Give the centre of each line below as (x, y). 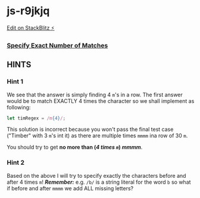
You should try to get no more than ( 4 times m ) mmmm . (75, 147)
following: (19, 107)
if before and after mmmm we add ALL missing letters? (70, 188)
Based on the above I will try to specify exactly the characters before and (96, 175)
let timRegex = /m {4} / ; (36, 118)
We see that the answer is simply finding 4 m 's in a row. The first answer (95, 95)
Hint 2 (16, 163)
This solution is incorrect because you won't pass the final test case (90, 130)
